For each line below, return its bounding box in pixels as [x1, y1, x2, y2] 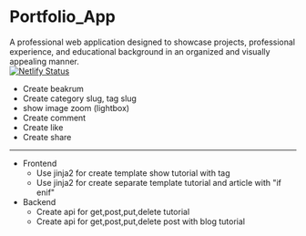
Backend [22, 196, 56, 207]
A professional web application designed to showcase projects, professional [9, 36, 296, 47]
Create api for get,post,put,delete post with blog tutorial [36, 216, 246, 227]
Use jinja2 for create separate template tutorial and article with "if [36, 177, 282, 188]
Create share [22, 131, 72, 142]
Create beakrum [22, 83, 84, 94]
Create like [22, 121, 64, 133]
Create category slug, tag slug [22, 93, 137, 104]
